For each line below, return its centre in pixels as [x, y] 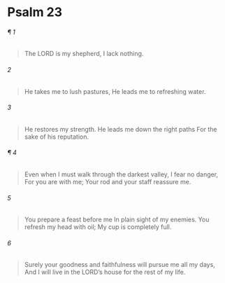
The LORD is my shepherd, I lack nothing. [84, 54]
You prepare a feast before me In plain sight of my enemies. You [117, 220]
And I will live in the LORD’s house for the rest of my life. [105, 272]
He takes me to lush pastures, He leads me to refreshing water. [115, 91]
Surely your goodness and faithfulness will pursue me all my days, [119, 265]
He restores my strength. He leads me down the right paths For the [121, 129]
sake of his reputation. [57, 137]
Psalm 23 [35, 12]
